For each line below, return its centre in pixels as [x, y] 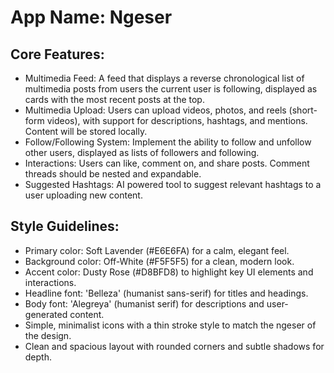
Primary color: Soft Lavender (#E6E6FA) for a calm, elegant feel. [157, 250]
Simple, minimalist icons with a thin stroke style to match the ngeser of [170, 325]
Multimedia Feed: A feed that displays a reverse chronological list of [164, 78]
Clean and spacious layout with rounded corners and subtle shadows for [174, 346]
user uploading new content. [83, 195]
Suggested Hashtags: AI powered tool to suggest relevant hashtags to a [173, 184]
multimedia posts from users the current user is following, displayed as [171, 89]
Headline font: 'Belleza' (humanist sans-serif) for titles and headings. [166, 293]
